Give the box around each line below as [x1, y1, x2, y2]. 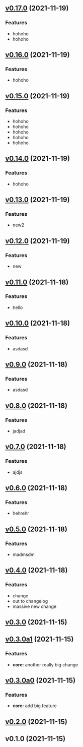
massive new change [12, 603, 57, 609]
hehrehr [12, 510, 29, 516]
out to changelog [12, 598, 48, 604]
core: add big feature [12, 703, 57, 709]
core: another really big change [12, 661, 78, 667]
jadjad [12, 428, 26, 434]
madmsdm [12, 551, 35, 557]
